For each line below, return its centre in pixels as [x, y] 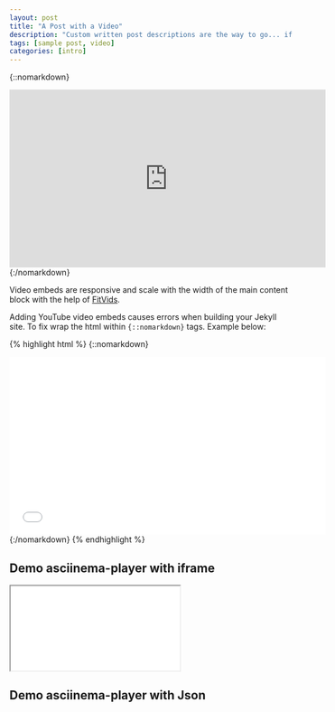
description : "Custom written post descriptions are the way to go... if [151, 34]
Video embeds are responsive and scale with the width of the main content [149, 290]
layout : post [34, 18]
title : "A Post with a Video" [66, 26]
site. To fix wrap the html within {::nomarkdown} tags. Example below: [138, 327]
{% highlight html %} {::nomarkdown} [79, 344]
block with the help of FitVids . [65, 300]
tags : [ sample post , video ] [62, 43]
